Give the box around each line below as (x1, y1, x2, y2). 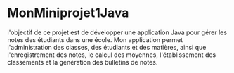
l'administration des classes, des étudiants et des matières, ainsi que (7, 43, 207, 51)
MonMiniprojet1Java (7, 5, 129, 21)
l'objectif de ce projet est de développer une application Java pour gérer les (7, 28, 227, 36)
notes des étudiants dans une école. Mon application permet (7, 35, 183, 44)
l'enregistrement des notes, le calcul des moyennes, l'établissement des (7, 51, 216, 59)
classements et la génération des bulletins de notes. (7, 58, 158, 66)
